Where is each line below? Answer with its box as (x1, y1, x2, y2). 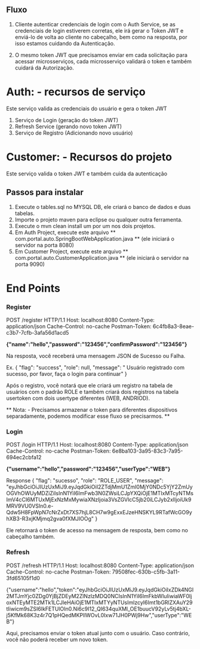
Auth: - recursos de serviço (6, 85, 146, 98)
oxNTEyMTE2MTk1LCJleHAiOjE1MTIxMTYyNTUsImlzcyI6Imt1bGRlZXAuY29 (6, 599, 193, 606)
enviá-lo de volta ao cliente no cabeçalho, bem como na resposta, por (14, 33, 187, 41)
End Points (6, 281, 61, 295)
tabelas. (14, 210, 35, 217)
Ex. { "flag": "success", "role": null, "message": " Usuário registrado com (6, 363, 185, 371)
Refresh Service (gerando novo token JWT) (14, 123, 122, 130)
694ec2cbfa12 (6, 454, 42, 461)
